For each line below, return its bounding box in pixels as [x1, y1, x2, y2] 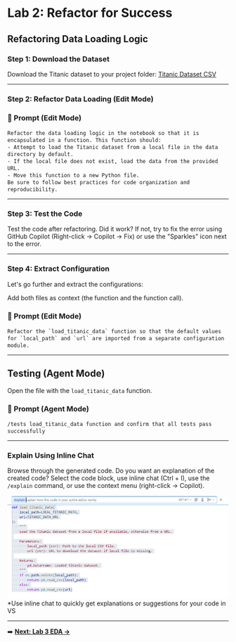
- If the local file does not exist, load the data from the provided [7, 158, 218, 165]
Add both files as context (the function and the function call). [7, 293, 184, 302]
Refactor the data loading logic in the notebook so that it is [7, 130, 199, 137]
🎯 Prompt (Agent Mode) [7, 404, 90, 413]
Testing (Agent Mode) [7, 368, 105, 380]
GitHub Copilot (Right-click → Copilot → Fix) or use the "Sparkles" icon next [7, 232, 227, 240]
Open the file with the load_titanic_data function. [7, 386, 152, 394]
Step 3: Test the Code [7, 209, 83, 219]
